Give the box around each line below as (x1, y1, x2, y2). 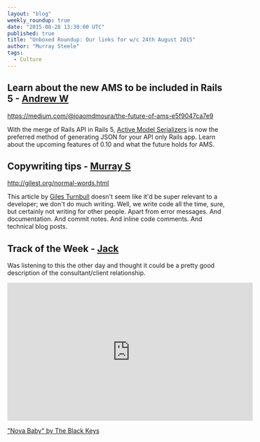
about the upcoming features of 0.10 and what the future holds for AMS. (7, 140, 215, 148)
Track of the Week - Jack (7, 243, 119, 255)
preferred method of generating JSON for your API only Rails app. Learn (7, 133, 216, 141)
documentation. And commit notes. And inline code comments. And (7, 215, 203, 223)
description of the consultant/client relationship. (7, 269, 146, 277)
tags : (7, 50, 23, 57)
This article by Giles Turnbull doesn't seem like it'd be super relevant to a (7, 192, 218, 201)
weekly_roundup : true (7, 17, 71, 24)
